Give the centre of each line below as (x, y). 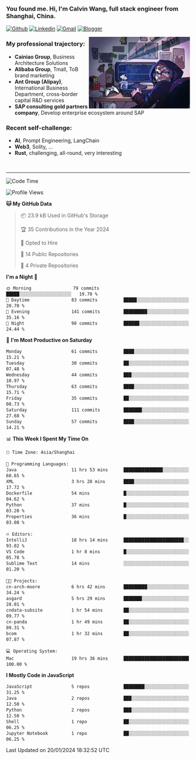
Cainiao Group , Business (45, 57)
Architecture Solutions (41, 63)
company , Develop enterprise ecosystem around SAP (79, 112)
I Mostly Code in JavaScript (40, 675)
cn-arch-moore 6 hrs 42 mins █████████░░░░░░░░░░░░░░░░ (98, 586)
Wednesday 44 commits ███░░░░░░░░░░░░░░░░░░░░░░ (98, 375)
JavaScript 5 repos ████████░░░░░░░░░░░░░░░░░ (98, 686)
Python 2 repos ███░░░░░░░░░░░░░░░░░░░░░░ (98, 710)
